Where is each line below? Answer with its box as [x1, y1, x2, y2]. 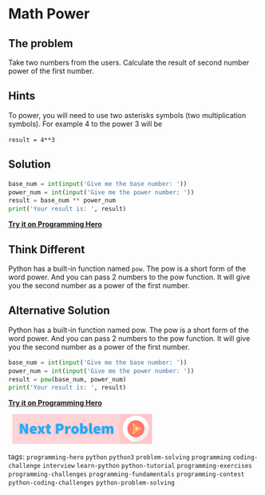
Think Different [8, 243, 85, 256]
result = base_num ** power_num [8, 196, 116, 204]
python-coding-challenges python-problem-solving [8, 479, 176, 487]
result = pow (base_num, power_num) [8, 375, 127, 383]
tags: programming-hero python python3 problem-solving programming [8, 452, 231, 461]
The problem [8, 37, 73, 50]
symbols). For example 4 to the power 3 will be [8, 119, 163, 129]
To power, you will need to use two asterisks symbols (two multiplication [8, 110, 247, 120]
